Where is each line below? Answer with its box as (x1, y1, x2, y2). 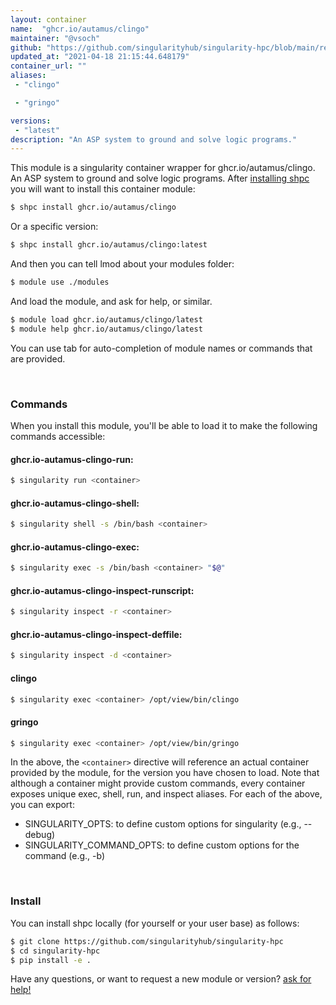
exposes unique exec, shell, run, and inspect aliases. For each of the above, (10, 788, 323, 800)
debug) (24, 829, 56, 841)
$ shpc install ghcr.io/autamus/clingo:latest (10, 240, 208, 250)
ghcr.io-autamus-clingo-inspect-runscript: (10, 584, 195, 596)
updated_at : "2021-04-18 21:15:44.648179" (10, 52, 190, 62)
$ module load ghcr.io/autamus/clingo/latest (10, 314, 203, 325)
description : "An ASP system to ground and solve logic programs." (10, 134, 298, 145)
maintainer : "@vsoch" (10, 33, 101, 43)
